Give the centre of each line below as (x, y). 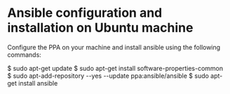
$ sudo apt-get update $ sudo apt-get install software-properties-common (115, 68)
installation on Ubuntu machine (100, 28)
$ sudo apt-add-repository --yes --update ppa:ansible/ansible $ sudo (108, 76)
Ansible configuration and (85, 13)
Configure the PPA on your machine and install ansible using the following (114, 47)
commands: (25, 55)
